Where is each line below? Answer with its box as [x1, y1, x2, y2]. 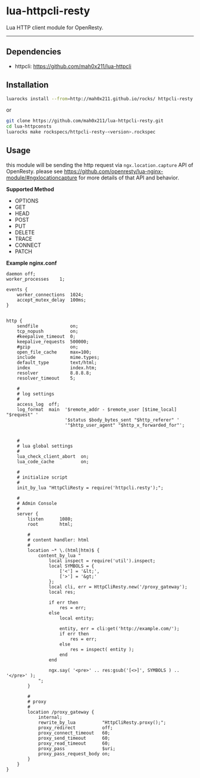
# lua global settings [17, 443, 73, 449]
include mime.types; [17, 354, 100, 360]
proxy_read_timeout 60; [37, 740, 111, 746]
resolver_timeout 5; [17, 375, 76, 381]
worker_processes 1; [6, 276, 65, 282]
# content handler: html [27, 537, 89, 543]
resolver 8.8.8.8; [17, 370, 92, 376]
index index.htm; [17, 365, 97, 371]
